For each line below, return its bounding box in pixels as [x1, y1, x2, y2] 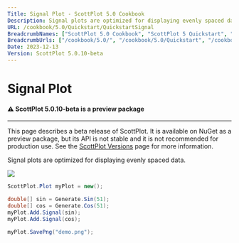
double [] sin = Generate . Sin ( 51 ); [7, 196, 110, 203]
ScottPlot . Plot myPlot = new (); [7, 183, 103, 190]
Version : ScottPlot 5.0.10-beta [7, 50, 103, 58]
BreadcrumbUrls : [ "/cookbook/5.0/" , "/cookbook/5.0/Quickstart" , [7, 37, 205, 44]
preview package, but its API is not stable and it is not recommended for [7, 134, 219, 143]
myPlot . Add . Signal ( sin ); [7, 209, 81, 216]
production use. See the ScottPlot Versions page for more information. [7, 142, 213, 151]
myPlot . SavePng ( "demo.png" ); [7, 228, 94, 235]
